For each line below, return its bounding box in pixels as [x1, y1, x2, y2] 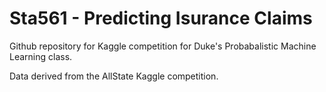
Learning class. [9, 50, 73, 62]
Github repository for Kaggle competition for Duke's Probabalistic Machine [9, 40, 317, 52]
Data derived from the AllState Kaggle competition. [9, 70, 219, 82]
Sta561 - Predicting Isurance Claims [9, 7, 313, 30]
